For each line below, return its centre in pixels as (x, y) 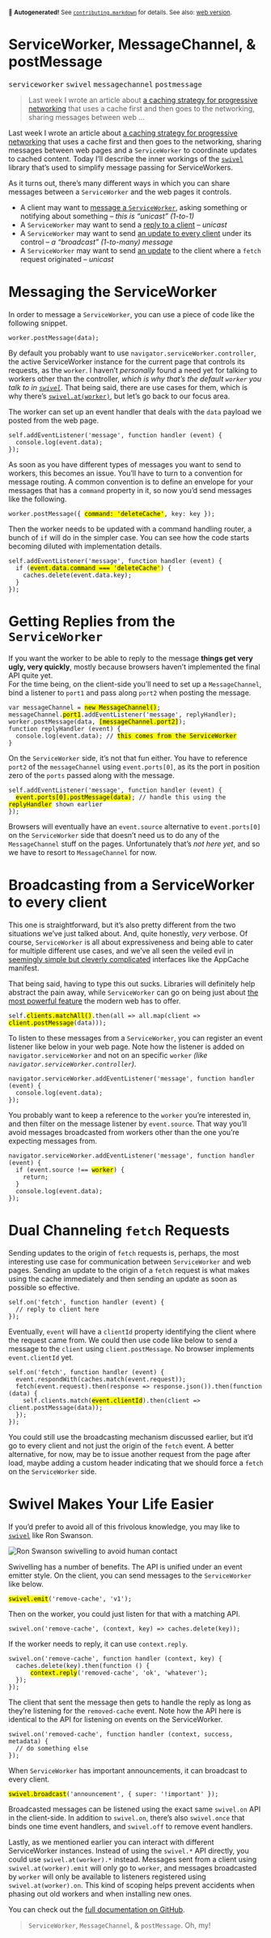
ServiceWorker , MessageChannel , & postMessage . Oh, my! (119, 1925)
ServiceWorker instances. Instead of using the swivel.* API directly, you (129, 1850)
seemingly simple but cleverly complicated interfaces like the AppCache (129, 959)
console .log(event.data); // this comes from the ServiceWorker (126, 736)
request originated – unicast (67, 259)
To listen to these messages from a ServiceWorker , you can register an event (135, 1038)
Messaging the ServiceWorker (112, 292)
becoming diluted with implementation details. (85, 546)
